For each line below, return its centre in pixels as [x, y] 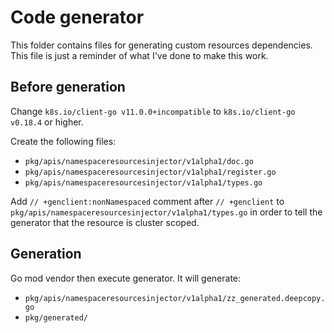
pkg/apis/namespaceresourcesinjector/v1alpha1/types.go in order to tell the [166, 212]
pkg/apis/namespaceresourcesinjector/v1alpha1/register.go [150, 172]
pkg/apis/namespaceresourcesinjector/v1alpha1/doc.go [139, 161]
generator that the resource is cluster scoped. [105, 222]
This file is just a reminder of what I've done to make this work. [139, 55]
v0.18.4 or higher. [47, 122]
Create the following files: [63, 141]
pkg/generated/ [56, 317]
